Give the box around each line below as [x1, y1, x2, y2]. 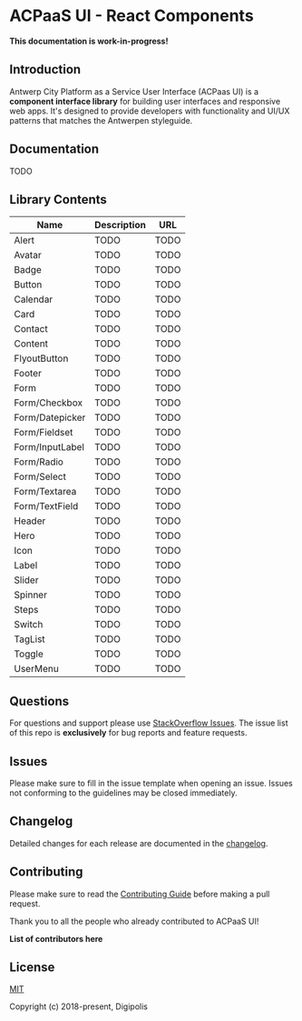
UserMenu [14, 663, 59, 676]
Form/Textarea [14, 485, 77, 498]
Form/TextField [14, 500, 79, 513]
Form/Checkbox [14, 396, 83, 409]
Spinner [14, 588, 48, 601]
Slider [14, 574, 39, 586]
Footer [14, 367, 43, 380]
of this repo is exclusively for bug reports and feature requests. [9, 727, 248, 738]
